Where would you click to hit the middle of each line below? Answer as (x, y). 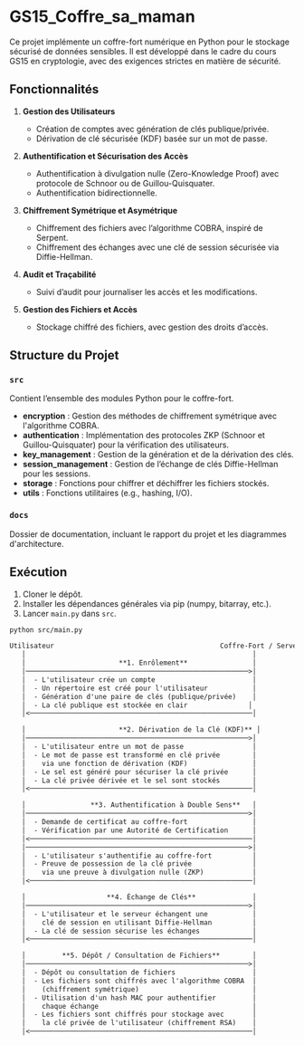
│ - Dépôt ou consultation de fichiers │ (139, 973)
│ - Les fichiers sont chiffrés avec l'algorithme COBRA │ (139, 981)
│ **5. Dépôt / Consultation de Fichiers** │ (139, 956)
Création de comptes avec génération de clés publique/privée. (152, 129)
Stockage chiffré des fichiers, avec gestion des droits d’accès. (152, 327)
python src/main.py (46, 630)
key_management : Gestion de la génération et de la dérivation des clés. (158, 455)
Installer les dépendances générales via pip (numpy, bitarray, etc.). (147, 603)
